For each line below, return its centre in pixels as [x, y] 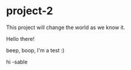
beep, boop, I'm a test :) [35, 50]
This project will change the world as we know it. [66, 27]
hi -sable [17, 62]
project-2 [30, 11]
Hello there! [20, 39]
